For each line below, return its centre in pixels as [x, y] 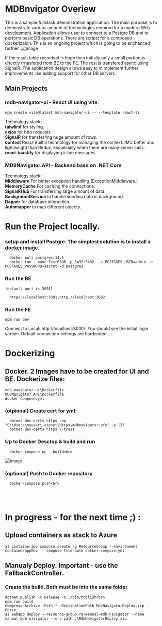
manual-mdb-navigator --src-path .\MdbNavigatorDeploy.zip [66, 618]
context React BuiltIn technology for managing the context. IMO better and [80, 142]
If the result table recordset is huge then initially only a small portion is [75, 57]
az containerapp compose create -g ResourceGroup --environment [71, 546]
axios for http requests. [29, 132]
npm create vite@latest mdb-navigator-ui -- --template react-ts [72, 112]
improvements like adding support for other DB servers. [61, 73]
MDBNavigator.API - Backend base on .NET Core [64, 165]
